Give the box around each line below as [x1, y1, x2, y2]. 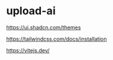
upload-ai [6, 4, 56, 18]
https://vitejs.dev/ [6, 46, 50, 54]
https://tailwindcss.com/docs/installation [6, 35, 107, 42]
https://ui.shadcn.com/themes [6, 24, 81, 31]
